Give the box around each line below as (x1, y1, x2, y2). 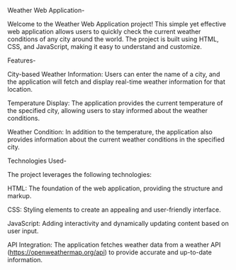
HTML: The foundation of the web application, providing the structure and (7, 184, 223, 193)
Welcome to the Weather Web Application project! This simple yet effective (7, 20, 227, 28)
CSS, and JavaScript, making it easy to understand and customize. (7, 43, 202, 50)
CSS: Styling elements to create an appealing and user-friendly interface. (7, 205, 221, 214)
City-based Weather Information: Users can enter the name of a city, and (7, 70, 220, 78)
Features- (7, 56, 36, 65)
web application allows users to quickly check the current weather (7, 28, 201, 36)
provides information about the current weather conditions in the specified (7, 135, 225, 144)
